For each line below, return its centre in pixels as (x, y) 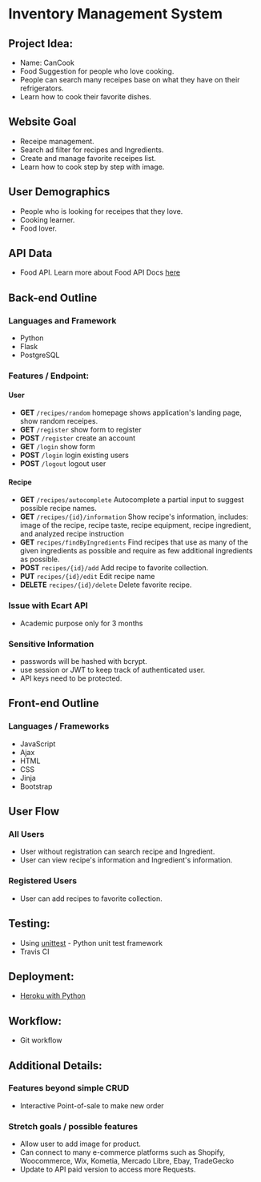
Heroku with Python (52, 996)
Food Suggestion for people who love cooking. (97, 71)
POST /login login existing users (74, 455)
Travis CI (34, 951)
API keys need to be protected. (71, 678)
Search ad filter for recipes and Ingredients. (92, 150)
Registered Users (43, 881)
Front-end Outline (54, 704)
